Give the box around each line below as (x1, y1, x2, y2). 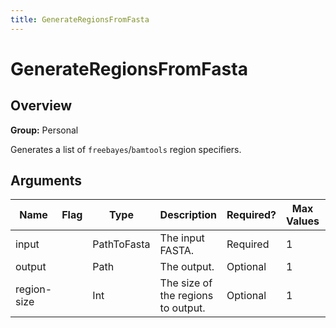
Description (159, 208, 218, 222)
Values (285, 214, 320, 228)
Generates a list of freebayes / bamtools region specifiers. (10, 143, 242, 155)
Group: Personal (10, 124, 79, 136)
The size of (159, 276, 213, 290)
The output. (159, 260, 215, 274)
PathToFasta (92, 237, 151, 251)
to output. (159, 301, 206, 315)
